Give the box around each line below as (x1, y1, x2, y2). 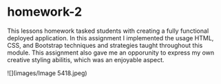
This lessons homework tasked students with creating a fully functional (7, 27, 209, 35)
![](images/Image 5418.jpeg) (7, 69, 87, 77)
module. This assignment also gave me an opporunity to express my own (7, 48, 215, 57)
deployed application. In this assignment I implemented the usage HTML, (7, 33, 214, 42)
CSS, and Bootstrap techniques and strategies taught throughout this (7, 41, 203, 49)
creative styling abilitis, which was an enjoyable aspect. (7, 55, 165, 64)
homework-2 (7, 4, 83, 20)
